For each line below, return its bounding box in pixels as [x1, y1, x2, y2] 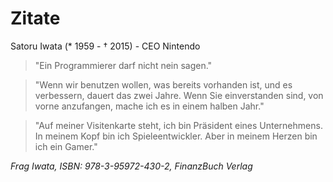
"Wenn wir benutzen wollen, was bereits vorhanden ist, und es [34, 78, 293, 91]
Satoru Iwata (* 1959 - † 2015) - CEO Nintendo [10, 40, 201, 52]
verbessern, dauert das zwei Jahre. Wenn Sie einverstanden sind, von [34, 89, 324, 101]
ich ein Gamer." [34, 140, 98, 152]
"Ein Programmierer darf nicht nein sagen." [34, 59, 213, 71]
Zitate [10, 7, 61, 30]
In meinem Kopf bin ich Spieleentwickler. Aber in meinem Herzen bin [34, 130, 318, 142]
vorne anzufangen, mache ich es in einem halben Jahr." [34, 100, 265, 112]
